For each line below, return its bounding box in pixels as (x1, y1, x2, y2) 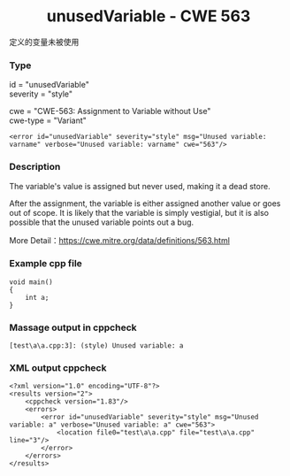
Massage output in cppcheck (9, 321, 137, 334)
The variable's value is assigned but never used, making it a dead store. (9, 180, 271, 191)
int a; (25, 293, 50, 302)
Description (9, 161, 61, 173)
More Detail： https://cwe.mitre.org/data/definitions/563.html (9, 234, 230, 245)
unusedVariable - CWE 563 (46, 6, 251, 27)
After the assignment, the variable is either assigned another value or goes (9, 197, 281, 209)
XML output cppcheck (9, 362, 107, 374)
